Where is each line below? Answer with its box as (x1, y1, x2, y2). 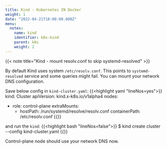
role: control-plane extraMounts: (12, 103, 79, 109)
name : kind (14, 30, 37, 35)
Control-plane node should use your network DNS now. (5, 138, 119, 144)
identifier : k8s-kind (14, 35, 59, 40)
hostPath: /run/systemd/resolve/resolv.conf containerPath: (19, 108, 141, 114)
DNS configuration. (5, 78, 45, 84)
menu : (5, 21, 16, 26)
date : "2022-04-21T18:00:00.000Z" (5, 16, 77, 21)
